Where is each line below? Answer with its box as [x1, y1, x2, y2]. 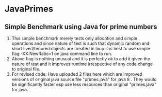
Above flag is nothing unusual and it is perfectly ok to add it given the [11, 56, 150, 61]
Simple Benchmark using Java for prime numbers [4, 23, 157, 31]
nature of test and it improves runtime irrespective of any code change [11, 61, 153, 67]
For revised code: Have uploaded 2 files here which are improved [11, 71, 143, 77]
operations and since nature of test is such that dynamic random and [11, 41, 150, 46]
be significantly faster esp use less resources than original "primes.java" [11, 82, 157, 87]
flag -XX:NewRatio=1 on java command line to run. [11, 51, 113, 56]
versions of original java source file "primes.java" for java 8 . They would [11, 76, 157, 82]
